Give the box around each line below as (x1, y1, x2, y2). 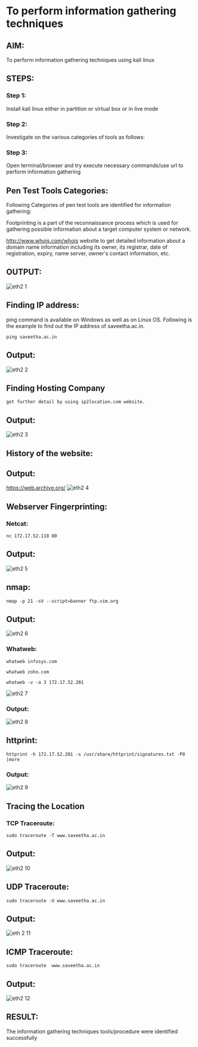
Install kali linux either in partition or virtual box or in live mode (6, 105, 159, 112)
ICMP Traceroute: (6, 947, 73, 957)
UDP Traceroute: (6, 882, 70, 892)
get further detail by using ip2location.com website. (6, 399, 146, 405)
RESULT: (6, 1012, 39, 1022)
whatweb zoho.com (6, 669, 49, 675)
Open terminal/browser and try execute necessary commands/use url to (6, 162, 184, 169)
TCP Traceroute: (6, 819, 55, 827)
